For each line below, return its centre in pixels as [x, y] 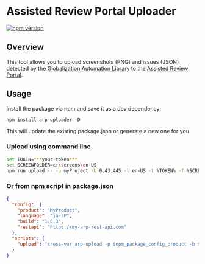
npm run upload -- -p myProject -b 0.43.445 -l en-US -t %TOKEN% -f [95, 171]
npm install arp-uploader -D [43, 120]
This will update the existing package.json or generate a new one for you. [99, 131]
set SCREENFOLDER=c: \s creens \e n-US [52, 165]
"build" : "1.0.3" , [41, 221]
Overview [25, 47]
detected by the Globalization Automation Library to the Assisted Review [97, 68]
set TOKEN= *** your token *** [42, 159]
